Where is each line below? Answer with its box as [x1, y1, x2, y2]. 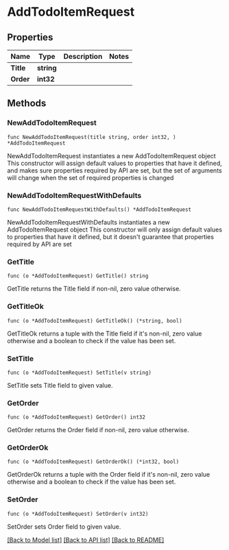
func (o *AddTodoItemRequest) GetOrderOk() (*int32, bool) [7, 458, 180, 466]
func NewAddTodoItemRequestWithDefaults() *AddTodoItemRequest [7, 206, 192, 213]
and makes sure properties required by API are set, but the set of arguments [7, 166, 222, 175]
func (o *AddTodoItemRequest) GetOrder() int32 [7, 414, 146, 421]
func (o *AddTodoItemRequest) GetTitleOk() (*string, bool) [7, 317, 183, 324]
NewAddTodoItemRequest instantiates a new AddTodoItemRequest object [7, 151, 216, 160]
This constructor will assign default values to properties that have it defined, [7, 159, 223, 167]
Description [63, 52, 103, 61]
